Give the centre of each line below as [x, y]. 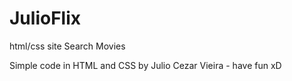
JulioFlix [45, 18]
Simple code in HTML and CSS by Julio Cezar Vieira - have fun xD [145, 65]
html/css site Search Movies [67, 46]
